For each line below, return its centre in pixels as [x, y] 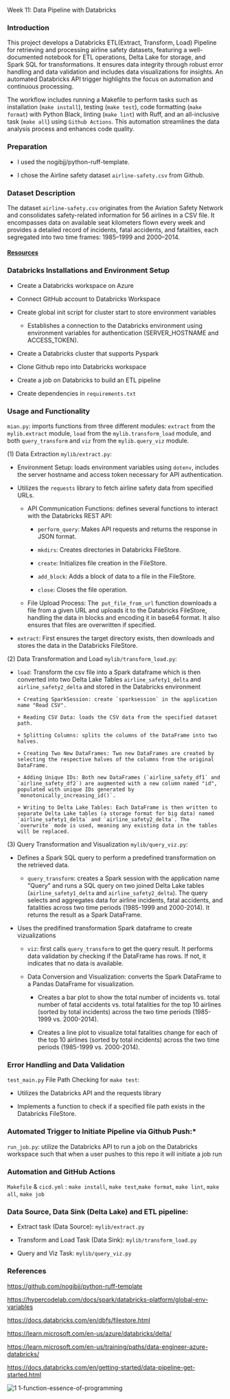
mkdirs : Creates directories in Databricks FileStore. [109, 550]
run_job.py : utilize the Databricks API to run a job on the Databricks [102, 1146]
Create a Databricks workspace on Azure [75, 285]
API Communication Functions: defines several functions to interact [123, 508]
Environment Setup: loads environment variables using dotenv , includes [118, 467]
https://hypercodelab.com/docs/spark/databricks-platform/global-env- [108, 1299]
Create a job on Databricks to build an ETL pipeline [89, 380]
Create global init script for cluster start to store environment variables [116, 312]
